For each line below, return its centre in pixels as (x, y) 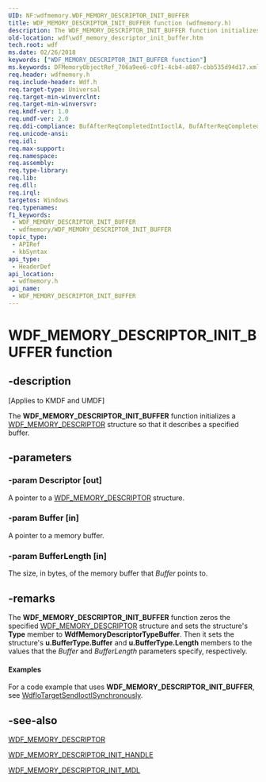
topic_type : (28, 237)
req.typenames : (33, 207)
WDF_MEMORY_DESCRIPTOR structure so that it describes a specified (123, 424)
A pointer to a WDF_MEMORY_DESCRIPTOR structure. (96, 498)
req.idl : (23, 141)
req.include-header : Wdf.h (53, 82)
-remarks (32, 598)
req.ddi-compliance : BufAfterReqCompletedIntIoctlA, (97, 126)
